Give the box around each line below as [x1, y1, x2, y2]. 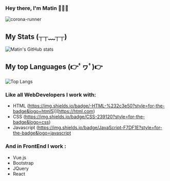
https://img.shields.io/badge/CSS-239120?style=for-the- [25, 114, 145, 120]
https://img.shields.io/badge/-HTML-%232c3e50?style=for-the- [28, 103, 165, 109]
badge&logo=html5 [12, 108, 54, 115]
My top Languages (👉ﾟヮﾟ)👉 [5, 62, 103, 71]
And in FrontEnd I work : [5, 143, 67, 150]
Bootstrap [12, 160, 34, 166]
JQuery [12, 165, 29, 171]
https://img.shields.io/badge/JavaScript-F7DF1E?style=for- [37, 125, 163, 131]
